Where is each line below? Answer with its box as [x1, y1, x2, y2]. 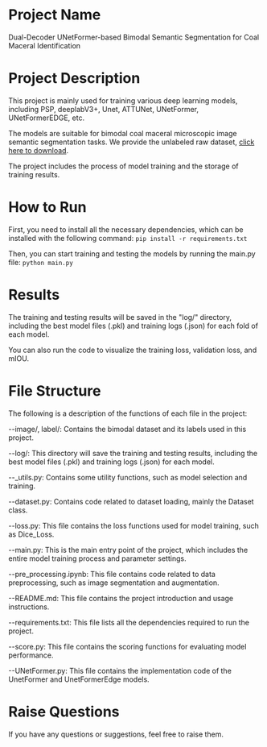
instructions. [8, 602, 50, 612]
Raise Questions [8, 703, 120, 720]
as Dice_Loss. [8, 529, 55, 539]
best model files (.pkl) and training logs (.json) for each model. [8, 457, 215, 467]
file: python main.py [8, 257, 74, 267]
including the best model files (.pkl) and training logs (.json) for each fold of [8, 321, 259, 330]
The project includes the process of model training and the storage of [8, 161, 239, 171]
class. [8, 505, 28, 515]
